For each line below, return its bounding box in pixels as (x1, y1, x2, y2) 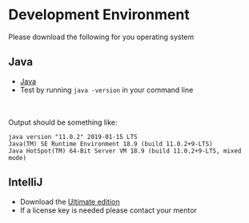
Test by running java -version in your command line (19, 85, 194, 94)
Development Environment (8, 6, 190, 24)
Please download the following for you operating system (8, 32, 195, 42)
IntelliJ (8, 176, 43, 189)
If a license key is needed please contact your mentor (19, 205, 198, 215)
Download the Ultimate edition (19, 197, 120, 206)
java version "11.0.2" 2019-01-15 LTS (8, 133, 138, 141)
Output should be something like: (8, 117, 118, 127)
